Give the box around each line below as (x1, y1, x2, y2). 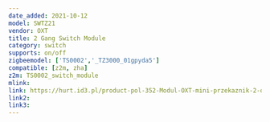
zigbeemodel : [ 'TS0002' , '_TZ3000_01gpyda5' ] (8, 57, 160, 65)
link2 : (8, 94, 31, 102)
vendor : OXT (8, 26, 48, 35)
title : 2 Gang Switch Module (8, 34, 106, 43)
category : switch (8, 42, 67, 50)
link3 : (8, 101, 31, 109)
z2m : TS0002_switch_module (8, 71, 99, 79)
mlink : (8, 79, 31, 87)
